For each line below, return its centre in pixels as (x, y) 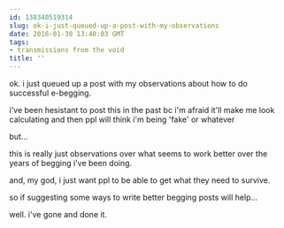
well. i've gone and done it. (58, 214)
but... (19, 137)
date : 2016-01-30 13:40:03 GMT (67, 34)
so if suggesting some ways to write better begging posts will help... (134, 197)
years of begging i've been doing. (71, 163)
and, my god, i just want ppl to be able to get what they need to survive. (140, 180)
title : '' (27, 58)
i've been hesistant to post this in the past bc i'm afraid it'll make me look (142, 110)
